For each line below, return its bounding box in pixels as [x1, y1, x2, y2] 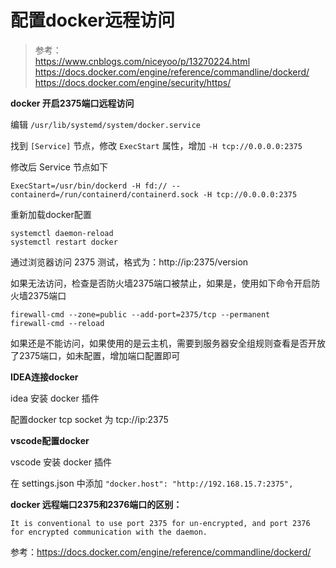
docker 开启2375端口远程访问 [10, 97, 135, 109]
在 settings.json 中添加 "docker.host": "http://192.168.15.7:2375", [10, 477, 294, 489]
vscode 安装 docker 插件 [10, 456, 112, 468]
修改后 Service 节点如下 [10, 161, 108, 173]
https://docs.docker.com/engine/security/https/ [34, 76, 232, 88]
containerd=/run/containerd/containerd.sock [10, 189, 199, 200]
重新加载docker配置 [10, 208, 92, 220]
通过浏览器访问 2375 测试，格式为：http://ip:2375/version [10, 256, 249, 268]
